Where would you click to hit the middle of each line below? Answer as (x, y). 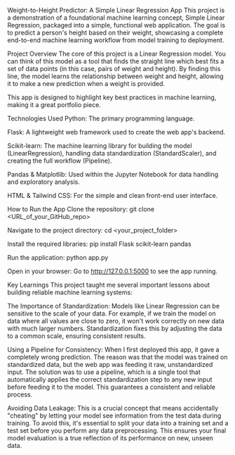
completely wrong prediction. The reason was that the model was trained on (117, 357)
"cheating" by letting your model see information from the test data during (114, 416)
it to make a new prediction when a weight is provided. (86, 83)
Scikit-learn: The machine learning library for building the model (100, 146)
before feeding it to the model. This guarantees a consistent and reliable (112, 387)
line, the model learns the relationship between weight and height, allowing (115, 76)
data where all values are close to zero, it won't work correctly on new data (116, 321)
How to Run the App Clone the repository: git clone (81, 209)
